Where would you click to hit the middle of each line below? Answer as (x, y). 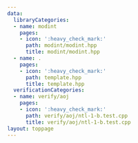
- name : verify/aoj (41, 97)
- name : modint (35, 26)
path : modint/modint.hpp (61, 45)
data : (15, 13)
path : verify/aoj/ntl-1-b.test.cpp (77, 115)
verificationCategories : (49, 90)
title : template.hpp (55, 84)
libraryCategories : (41, 20)
